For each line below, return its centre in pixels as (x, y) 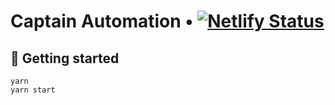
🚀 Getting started (65, 58)
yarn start (33, 90)
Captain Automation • (102, 21)
